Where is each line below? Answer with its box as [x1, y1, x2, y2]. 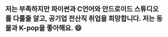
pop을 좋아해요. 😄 [26, 24, 82, 32]
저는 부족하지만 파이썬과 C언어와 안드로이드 [5, 5, 133, 14]
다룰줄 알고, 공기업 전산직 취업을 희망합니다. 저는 [13, 14, 155, 23]
